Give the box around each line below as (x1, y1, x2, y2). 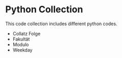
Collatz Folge (12, 30, 41, 36)
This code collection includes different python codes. (5, 21, 117, 27)
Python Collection (5, 4, 83, 15)
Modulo (12, 41, 29, 47)
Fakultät (12, 36, 30, 42)
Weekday (12, 47, 33, 53)
